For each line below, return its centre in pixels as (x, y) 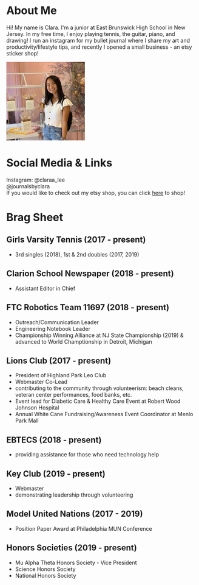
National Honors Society (46, 575)
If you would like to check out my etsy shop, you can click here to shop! (96, 193)
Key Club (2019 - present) (56, 474)
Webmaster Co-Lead (41, 382)
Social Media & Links (59, 163)
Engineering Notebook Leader (53, 328)
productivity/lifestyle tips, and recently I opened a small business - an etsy (99, 47)
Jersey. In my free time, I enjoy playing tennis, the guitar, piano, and (91, 34)
